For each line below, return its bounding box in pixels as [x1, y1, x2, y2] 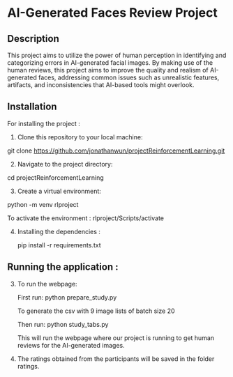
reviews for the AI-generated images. [17, 341, 125, 349]
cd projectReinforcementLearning [7, 173, 104, 182]
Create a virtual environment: [17, 187, 101, 195]
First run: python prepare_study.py [17, 293, 117, 301]
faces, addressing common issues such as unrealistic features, [38, 73, 220, 82]
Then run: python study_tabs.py [17, 320, 109, 328]
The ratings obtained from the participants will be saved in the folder [17, 354, 215, 363]
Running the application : [7, 261, 119, 273]
